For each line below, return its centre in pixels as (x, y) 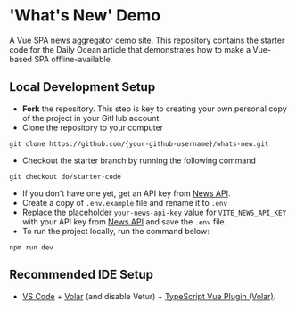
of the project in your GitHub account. (92, 118)
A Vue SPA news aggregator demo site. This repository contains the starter (147, 40)
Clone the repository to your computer (92, 127)
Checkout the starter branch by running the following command (139, 160)
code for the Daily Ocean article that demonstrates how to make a (130, 49)
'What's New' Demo (85, 16)
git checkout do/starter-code (66, 176)
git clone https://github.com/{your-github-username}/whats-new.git (139, 143)
